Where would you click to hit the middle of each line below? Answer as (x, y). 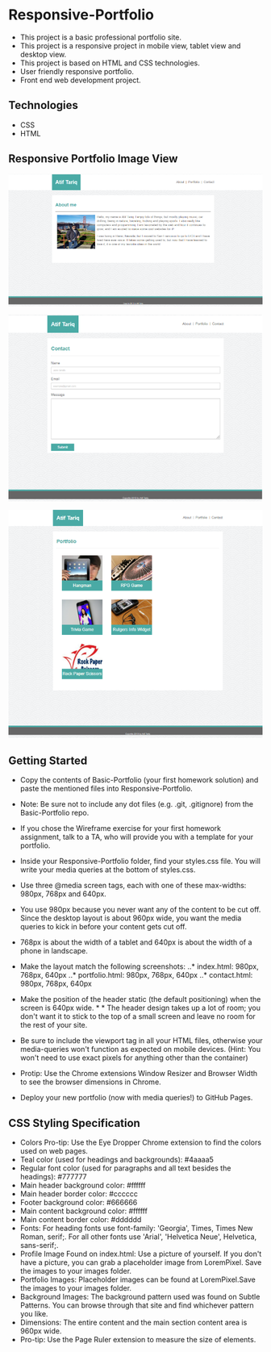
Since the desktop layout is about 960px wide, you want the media (131, 918)
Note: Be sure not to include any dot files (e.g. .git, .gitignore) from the (137, 804)
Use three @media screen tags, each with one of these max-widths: (133, 886)
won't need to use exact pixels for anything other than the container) (134, 1058)
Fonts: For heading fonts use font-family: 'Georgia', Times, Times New (136, 1229)
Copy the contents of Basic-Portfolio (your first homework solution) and (139, 780)
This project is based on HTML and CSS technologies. (110, 63)
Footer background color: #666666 (79, 1203)
